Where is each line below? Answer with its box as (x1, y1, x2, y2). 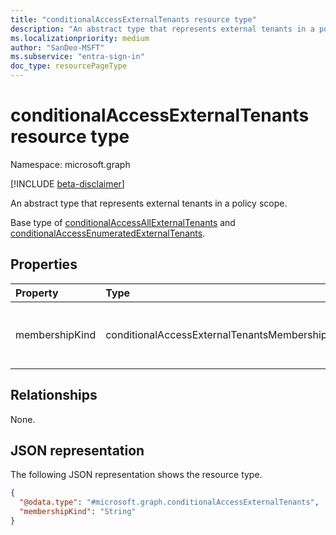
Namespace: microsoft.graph (10, 158, 131, 170)
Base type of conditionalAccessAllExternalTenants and (10, 216, 236, 228)
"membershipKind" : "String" (19, 507, 137, 517)
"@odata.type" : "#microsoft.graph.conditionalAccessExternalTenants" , (19, 497, 320, 508)
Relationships (10, 387, 98, 404)
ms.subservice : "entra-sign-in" (10, 52, 145, 62)
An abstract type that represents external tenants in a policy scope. (10, 197, 288, 209)
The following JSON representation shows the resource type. (10, 469, 263, 481)
